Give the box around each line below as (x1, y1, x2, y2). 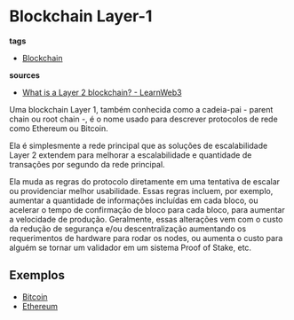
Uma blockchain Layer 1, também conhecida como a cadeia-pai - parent (9, 104, 274, 114)
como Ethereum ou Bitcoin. (9, 122, 108, 134)
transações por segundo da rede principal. (9, 159, 166, 169)
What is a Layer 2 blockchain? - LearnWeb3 (21, 87, 182, 98)
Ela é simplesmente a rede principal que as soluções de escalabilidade (9, 140, 268, 151)
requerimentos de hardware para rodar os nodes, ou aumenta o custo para (9, 232, 283, 243)
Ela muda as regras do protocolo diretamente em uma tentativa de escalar (9, 176, 281, 187)
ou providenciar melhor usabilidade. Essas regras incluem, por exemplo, (9, 185, 274, 196)
